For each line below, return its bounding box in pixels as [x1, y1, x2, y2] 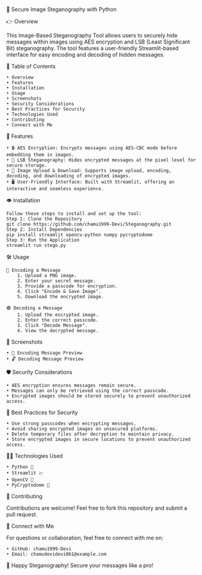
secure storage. [6, 162, 47, 169]
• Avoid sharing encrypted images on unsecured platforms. [6, 426, 158, 432]
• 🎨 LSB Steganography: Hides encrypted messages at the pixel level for [6, 157, 197, 163]
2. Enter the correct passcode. [17, 317, 99, 323]
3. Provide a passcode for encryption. [17, 283, 118, 289]
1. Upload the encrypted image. [17, 312, 99, 318]
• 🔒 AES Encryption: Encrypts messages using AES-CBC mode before [6, 145, 177, 151]
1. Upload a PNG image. [17, 272, 77, 278]
